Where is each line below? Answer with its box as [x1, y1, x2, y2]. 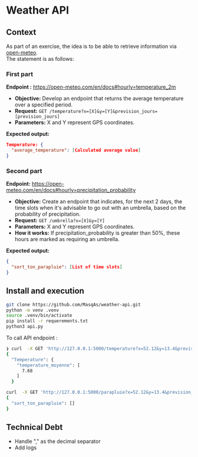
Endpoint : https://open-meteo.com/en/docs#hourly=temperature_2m [6, 83, 176, 90]
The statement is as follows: [6, 56, 75, 62]
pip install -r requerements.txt [6, 318, 88, 324]
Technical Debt [6, 422, 63, 432]
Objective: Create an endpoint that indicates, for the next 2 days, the [14, 198, 183, 205]
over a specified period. [14, 101, 72, 108]
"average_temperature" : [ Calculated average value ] [11, 147, 141, 154]
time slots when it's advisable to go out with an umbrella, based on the [14, 205, 186, 212]
